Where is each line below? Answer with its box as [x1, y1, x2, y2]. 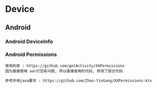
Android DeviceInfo [5, 38, 53, 45]
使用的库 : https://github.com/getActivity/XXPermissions [5, 63, 125, 68]
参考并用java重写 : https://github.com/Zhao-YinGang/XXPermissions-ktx [5, 78, 153, 83]
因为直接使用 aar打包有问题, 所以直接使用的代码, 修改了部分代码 [5, 68, 123, 74]
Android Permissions [5, 51, 57, 58]
